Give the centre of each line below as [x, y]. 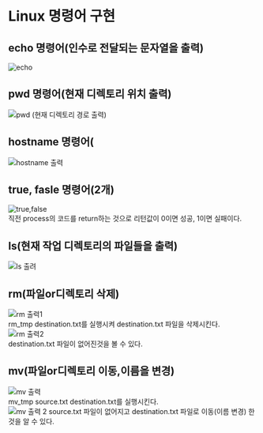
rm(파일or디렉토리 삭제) [64, 294]
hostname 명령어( [51, 142]
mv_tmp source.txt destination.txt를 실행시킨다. [84, 401]
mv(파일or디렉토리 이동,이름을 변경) [92, 371]
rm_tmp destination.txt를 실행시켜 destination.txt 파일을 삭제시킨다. [114, 324]
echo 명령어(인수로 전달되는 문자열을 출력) [106, 48]
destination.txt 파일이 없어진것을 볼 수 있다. [76, 344]
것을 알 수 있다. [32, 421]
